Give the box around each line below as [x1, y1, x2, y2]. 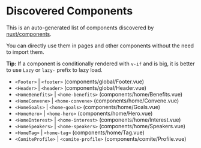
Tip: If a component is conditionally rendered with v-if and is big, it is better [6, 60, 195, 67]
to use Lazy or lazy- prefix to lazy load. [6, 66, 103, 73]
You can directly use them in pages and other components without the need [6, 42, 194, 49]
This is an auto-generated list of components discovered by [6, 24, 154, 31]
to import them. [6, 48, 44, 55]
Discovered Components [6, 4, 133, 18]
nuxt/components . [6, 30, 52, 37]
